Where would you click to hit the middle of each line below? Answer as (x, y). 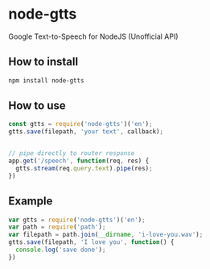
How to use (37, 106)
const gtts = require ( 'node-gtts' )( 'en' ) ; (80, 124)
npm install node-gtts (46, 80)
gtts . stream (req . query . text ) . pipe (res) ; (84, 168)
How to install (43, 62)
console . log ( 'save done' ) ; (61, 250)
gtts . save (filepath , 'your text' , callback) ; (86, 132)
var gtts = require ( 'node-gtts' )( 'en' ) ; (77, 220)
